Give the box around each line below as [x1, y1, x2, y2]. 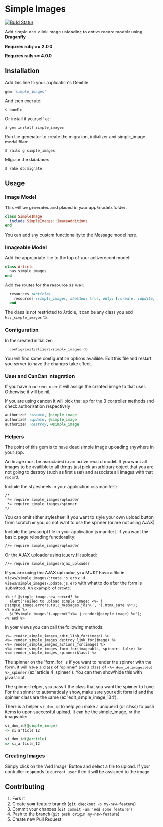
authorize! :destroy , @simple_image [5, 422, 79, 427]
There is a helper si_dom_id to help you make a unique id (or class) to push [5, 704, 154, 709]
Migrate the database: [5, 157, 49, 162]
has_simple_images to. [5, 314, 49, 320]
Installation [5, 67, 40, 75]
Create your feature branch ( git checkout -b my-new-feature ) [12, 801, 136, 807]
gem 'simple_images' [5, 89, 47, 94]
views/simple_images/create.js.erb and [5, 575, 86, 580]
